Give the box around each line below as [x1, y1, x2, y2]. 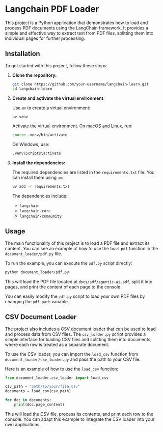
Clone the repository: [12, 72, 57, 78]
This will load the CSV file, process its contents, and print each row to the [5, 411, 154, 417]
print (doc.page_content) [14, 402, 65, 407]
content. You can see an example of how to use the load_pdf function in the [5, 245, 158, 251]
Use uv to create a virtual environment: [12, 105, 91, 111]
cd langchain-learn [12, 86, 53, 91]
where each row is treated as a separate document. [5, 342, 109, 347]
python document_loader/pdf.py [5, 269, 69, 275]
